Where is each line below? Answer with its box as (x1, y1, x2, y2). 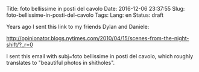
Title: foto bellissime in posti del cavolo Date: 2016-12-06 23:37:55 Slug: (6, 5, 185, 12)
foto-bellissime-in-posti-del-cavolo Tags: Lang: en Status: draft (6, 11, 164, 19)
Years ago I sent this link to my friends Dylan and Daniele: (6, 23, 150, 30)
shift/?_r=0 (6, 41, 33, 48)
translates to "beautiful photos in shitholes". (6, 59, 115, 66)
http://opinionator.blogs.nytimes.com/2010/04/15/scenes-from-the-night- (6, 35, 189, 41)
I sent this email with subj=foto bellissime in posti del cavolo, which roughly (6, 53, 194, 59)
